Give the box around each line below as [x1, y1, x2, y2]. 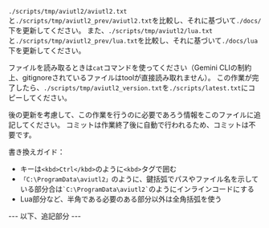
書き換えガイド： [8, 147, 65, 157]
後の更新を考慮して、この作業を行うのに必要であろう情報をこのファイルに [8, 110, 255, 120]
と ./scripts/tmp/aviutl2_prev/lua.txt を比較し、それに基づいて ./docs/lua [8, 36, 259, 45]
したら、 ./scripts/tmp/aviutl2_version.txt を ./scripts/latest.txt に [14, 83, 249, 92]
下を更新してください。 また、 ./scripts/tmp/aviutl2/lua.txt [8, 26, 213, 35]
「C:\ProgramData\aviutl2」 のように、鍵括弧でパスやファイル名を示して [19, 174, 259, 184]
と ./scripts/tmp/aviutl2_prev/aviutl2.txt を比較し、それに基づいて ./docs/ [8, 16, 262, 25]
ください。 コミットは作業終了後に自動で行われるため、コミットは [29, 120, 249, 129]
